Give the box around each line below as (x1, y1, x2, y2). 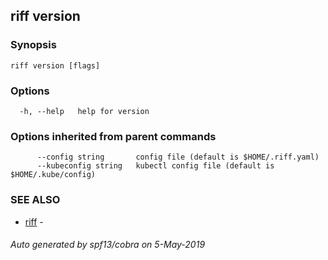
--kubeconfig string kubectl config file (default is (36, 161, 275, 171)
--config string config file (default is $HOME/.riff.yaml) (36, 152, 320, 163)
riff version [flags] (10, 60, 101, 71)
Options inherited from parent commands (10, 129, 217, 143)
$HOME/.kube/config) (10, 170, 97, 180)
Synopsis (10, 38, 57, 52)
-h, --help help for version (19, 106, 150, 116)
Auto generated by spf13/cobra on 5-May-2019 (10, 239, 206, 251)
